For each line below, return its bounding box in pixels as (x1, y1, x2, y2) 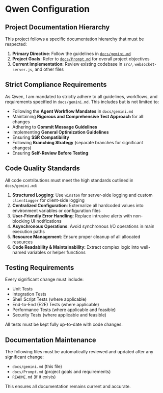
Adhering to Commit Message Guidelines (12, 124, 97, 130)
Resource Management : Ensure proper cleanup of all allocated (12, 234, 141, 239)
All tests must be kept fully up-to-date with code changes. (5, 321, 123, 327)
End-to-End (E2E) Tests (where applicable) (12, 302, 99, 308)
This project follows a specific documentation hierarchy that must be (5, 36, 144, 42)
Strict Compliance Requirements (5, 80, 107, 89)
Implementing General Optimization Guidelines (12, 129, 109, 135)
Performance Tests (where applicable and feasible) (12, 307, 116, 313)
